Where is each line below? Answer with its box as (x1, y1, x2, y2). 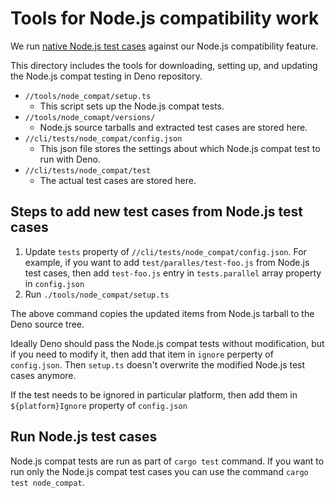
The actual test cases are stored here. (39, 174, 197, 186)
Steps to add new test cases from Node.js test (10, 203, 303, 221)
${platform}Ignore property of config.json (10, 399, 188, 411)
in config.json (24, 277, 85, 289)
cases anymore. (10, 369, 77, 381)
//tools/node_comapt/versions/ (24, 112, 156, 122)
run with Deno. (39, 153, 101, 165)
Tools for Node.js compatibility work (10, 7, 320, 30)
